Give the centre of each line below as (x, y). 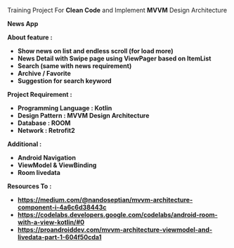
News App (23, 24)
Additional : (25, 144)
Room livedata (39, 172)
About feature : (30, 37)
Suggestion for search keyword (64, 81)
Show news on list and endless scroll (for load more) (95, 51)
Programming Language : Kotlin (65, 108)
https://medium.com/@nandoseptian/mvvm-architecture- (105, 200)
